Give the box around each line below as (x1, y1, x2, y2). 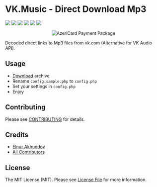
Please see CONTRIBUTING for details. (5, 116, 85, 122)
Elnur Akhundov (12, 144, 46, 150)
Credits (5, 130, 29, 139)
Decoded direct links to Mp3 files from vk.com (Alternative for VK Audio (5, 40, 153, 46)
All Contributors (12, 149, 45, 155)
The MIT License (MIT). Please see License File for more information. (5, 177, 147, 183)
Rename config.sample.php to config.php (12, 78, 97, 84)
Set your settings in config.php (12, 83, 76, 89)
